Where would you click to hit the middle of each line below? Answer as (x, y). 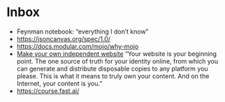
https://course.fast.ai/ (48, 91)
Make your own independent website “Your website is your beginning (117, 54)
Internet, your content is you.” (59, 83)
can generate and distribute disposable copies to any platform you (112, 68)
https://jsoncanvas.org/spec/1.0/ (64, 38)
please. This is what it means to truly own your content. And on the (113, 76)
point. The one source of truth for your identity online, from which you (117, 61)
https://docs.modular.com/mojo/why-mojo (78, 46)
